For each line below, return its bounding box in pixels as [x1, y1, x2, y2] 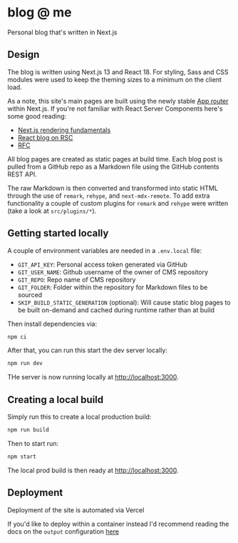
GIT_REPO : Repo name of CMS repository [17, 275, 136, 284]
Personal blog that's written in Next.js [7, 28, 118, 36]
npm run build [7, 427, 50, 434]
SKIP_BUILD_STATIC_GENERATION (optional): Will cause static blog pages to [17, 298, 231, 307]
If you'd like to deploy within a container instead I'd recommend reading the [7, 519, 229, 528]
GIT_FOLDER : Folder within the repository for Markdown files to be [17, 283, 208, 292]
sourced [17, 290, 43, 299]
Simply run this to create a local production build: [7, 412, 152, 422]
